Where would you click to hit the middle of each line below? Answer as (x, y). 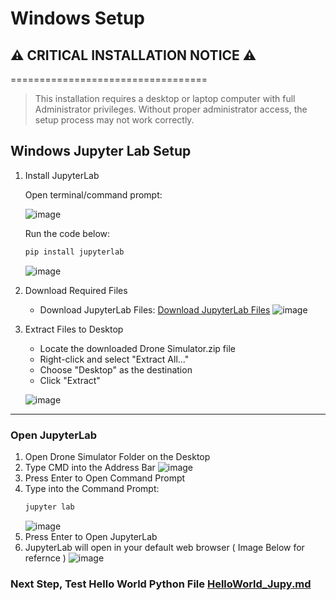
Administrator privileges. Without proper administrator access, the (171, 109)
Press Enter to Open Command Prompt (105, 478)
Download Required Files (76, 290)
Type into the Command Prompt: (92, 488)
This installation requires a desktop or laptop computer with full (165, 98)
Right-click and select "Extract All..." (114, 359)
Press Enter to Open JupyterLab (91, 536)
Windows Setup (77, 18)
